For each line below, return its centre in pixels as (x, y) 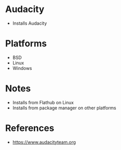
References (30, 128)
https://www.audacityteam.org (44, 142)
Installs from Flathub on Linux (43, 102)
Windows (22, 68)
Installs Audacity (30, 23)
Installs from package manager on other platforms (64, 108)
